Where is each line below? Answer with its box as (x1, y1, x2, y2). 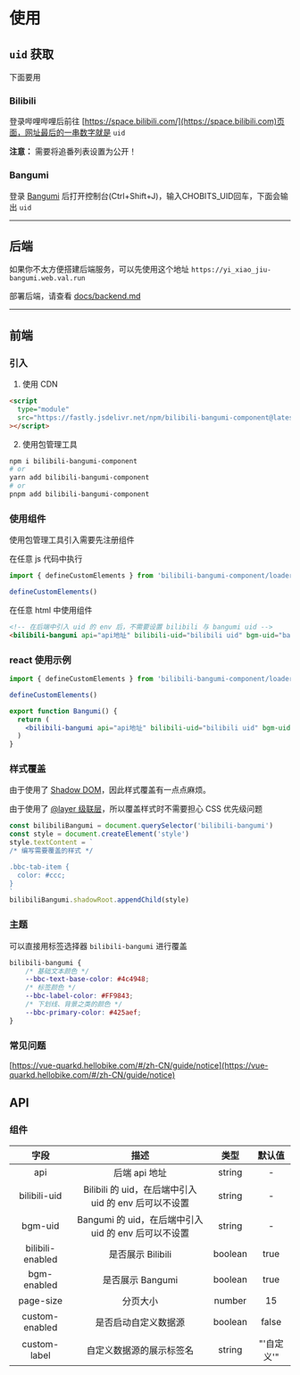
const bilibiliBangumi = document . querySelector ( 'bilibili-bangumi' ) (9, 821, 274, 830)
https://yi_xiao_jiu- (190, 265, 272, 275)
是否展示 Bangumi (102, 1273, 179, 1286)
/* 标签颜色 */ (25, 983, 77, 992)
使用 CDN (21, 379, 58, 389)
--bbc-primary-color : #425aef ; (25, 1008, 142, 1017)
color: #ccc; (17, 871, 66, 879)
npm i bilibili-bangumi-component (9, 456, 138, 465)
